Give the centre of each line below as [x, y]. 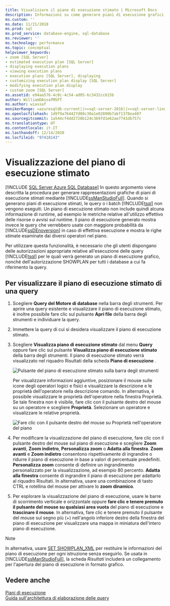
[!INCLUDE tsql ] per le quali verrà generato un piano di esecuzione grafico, [83, 256]
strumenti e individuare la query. [46, 319]
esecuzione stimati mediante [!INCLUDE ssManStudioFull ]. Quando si [77, 198]
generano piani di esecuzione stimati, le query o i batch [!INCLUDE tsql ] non [84, 204]
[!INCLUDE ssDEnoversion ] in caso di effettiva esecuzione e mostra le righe [83, 230]
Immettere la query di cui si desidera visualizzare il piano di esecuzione [87, 329]
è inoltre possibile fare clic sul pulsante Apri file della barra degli [80, 314]
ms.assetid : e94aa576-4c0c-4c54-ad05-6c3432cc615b [60, 95]
